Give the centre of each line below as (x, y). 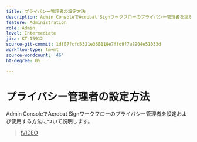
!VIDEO (29, 133)
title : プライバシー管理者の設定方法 (46, 11)
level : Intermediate (31, 33)
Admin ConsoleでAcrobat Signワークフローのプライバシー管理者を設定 (91, 114)
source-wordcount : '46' (35, 55)
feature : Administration (36, 22)
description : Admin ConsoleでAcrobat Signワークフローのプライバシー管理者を (95, 17)
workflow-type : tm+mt (33, 50)
